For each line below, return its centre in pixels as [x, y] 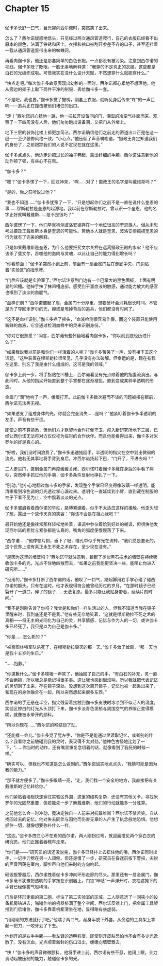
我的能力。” [16, 770]
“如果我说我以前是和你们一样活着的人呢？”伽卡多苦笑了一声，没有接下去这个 [81, 352]
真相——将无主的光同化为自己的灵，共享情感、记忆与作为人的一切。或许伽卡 [81, 620]
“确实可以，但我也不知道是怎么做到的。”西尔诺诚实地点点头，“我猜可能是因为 [81, 764]
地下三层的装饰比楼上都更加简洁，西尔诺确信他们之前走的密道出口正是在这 [79, 132]
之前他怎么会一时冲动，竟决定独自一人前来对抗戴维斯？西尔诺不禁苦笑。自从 [81, 813]
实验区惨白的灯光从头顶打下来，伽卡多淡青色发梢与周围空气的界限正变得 [77, 708]
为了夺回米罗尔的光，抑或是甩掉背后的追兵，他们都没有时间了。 [73, 309]
